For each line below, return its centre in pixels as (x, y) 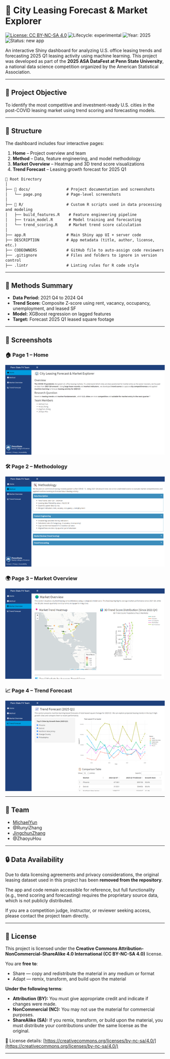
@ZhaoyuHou (27, 838)
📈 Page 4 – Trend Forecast (39, 690)
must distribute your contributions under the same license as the (80, 1026)
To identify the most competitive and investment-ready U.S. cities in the (80, 105)
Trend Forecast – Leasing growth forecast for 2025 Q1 (69, 169)
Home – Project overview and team (49, 153)
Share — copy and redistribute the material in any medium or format (83, 974)
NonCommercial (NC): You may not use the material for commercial (83, 1009)
